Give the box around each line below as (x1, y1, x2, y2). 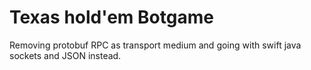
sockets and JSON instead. (9, 49, 122, 61)
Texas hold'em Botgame (9, 6, 214, 29)
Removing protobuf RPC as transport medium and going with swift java (9, 39, 302, 51)
